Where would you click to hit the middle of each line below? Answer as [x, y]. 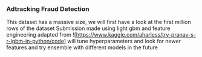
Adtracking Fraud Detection [48, 9]
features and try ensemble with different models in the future [82, 47]
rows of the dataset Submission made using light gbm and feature [88, 28]
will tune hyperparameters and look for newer [124, 41]
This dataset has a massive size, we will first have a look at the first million [99, 22]
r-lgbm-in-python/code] [36, 41]
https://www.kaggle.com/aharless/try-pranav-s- [136, 35]
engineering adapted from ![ [41, 35]
